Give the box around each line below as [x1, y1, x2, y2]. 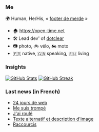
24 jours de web [12, 99, 48, 105]
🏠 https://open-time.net [12, 28, 65, 34]
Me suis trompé [12, 105, 46, 111]
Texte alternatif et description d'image [12, 116, 94, 122]
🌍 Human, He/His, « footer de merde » [5, 15, 88, 21]
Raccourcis [12, 121, 37, 127]
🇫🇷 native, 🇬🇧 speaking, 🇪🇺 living [12, 50, 89, 57]
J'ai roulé [12, 110, 33, 116]
